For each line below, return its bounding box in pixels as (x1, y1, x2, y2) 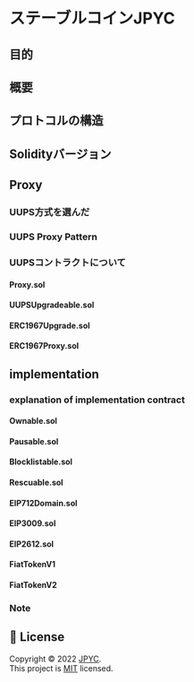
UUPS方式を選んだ (9, 206, 90, 219)
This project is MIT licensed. (9, 662, 114, 673)
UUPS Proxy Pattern (9, 230, 98, 243)
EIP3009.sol (9, 518, 56, 529)
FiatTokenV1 (9, 559, 56, 570)
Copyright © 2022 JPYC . (9, 653, 102, 664)
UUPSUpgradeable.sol (9, 299, 95, 310)
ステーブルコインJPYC (9, 8, 176, 29)
